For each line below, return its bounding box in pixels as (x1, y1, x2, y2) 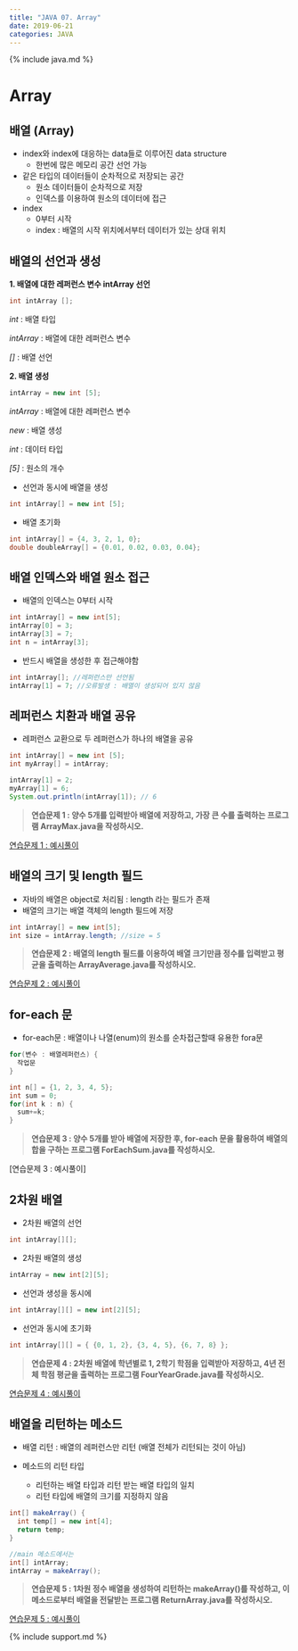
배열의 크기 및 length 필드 (9, 868, 143, 884)
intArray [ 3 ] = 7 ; (9, 630, 74, 639)
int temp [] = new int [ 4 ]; (17, 1517, 114, 1526)
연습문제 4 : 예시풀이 (9, 1388, 81, 1398)
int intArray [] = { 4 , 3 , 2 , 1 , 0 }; (9, 535, 141, 543)
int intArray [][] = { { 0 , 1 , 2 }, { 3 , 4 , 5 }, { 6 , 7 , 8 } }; (9, 1340, 230, 1349)
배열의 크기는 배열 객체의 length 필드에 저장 (21, 905, 173, 916)
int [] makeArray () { (9, 1509, 86, 1518)
